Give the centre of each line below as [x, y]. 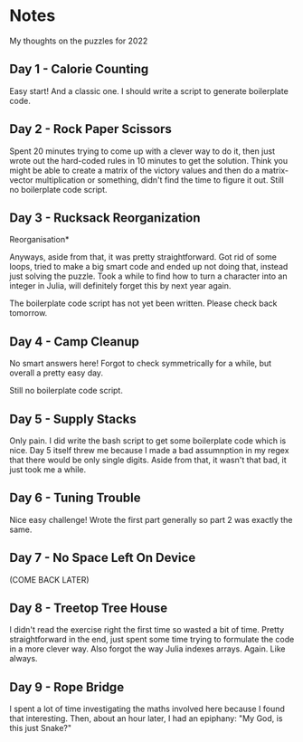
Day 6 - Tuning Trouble [75, 498]
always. [24, 659]
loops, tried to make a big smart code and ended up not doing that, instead [149, 267]
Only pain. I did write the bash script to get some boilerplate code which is [148, 441]
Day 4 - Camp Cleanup [75, 342]
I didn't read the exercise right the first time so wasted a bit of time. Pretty [147, 630]
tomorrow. [28, 313]
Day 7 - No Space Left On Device [103, 558]
